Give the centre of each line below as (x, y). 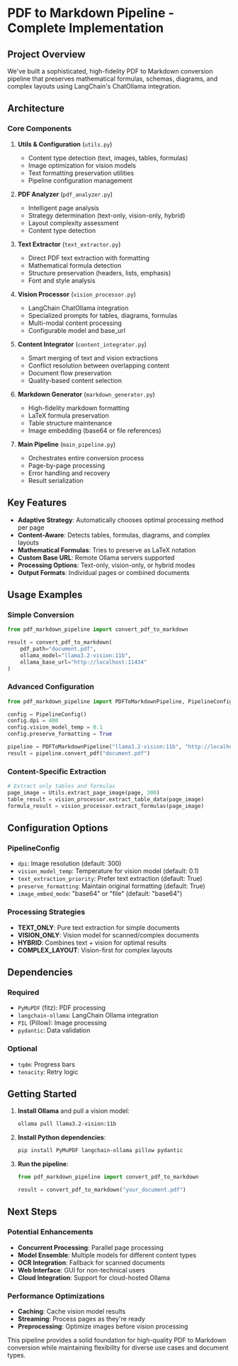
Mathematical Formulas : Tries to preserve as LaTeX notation (107, 550)
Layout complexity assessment (73, 223)
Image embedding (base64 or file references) (95, 431)
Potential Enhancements (50, 1232)
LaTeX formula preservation (69, 415)
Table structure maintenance (70, 423)
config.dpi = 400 (33, 721)
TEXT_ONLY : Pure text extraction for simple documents (98, 927)
